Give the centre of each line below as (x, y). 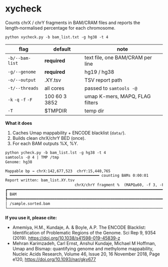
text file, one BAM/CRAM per (118, 57)
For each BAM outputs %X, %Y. (45, 143)
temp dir (94, 111)
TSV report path (103, 80)
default (62, 49)
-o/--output (22, 80)
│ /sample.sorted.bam (28, 203)
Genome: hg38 (19, 162)
